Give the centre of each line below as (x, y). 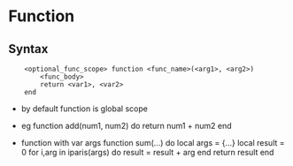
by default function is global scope (84, 109)
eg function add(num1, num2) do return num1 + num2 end (126, 126)
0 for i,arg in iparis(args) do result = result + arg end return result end (147, 152)
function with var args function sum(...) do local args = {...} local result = (153, 143)
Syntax (28, 49)
